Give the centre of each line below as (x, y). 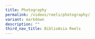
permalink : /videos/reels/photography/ (48, 15)
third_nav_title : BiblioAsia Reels (43, 29)
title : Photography (26, 10)
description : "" (22, 24)
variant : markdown (25, 19)
